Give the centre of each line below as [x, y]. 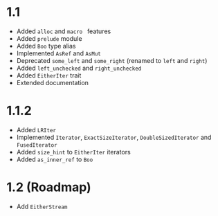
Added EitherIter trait [49, 75]
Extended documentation [53, 82]
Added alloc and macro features [64, 31]
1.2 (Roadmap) [49, 187]
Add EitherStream [42, 206]
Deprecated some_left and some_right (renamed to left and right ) [112, 60]
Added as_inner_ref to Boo [55, 159]
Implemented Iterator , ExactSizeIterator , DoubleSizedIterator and [114, 137]
